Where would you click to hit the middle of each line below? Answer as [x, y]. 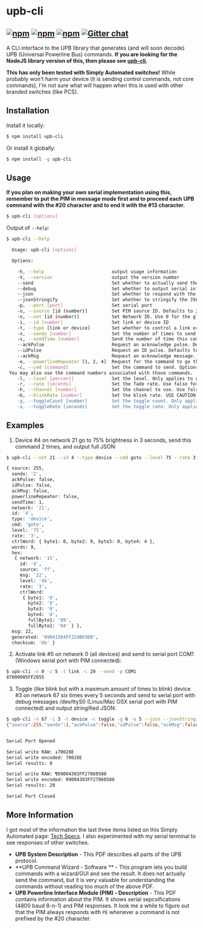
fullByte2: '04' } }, [55, 626]
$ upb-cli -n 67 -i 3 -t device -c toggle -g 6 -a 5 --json [84, 719]
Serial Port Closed [31, 796]
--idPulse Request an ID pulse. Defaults [104, 351]
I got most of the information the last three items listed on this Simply [92, 829]
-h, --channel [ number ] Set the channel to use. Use [101, 390]
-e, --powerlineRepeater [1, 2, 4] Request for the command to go [104, 362]
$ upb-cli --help [28, 239]
